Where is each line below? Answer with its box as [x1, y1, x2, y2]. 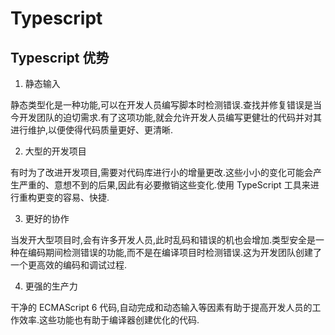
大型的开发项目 [24, 145, 87, 157]
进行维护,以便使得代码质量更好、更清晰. [10, 124, 174, 136]
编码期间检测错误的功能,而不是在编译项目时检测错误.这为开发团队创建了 [27, 247, 323, 258]
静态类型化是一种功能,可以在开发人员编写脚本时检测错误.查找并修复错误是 [10, 99, 314, 111]
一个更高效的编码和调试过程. [10, 259, 128, 271]
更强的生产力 [24, 280, 78, 292]
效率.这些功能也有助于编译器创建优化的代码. [18, 314, 200, 326]
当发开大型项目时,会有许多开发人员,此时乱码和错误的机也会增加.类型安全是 [10, 234, 317, 246]
